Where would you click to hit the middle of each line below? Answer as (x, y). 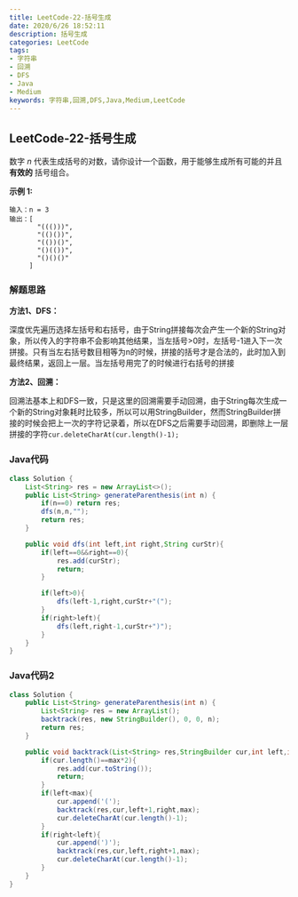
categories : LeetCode (49, 42)
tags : (19, 51)
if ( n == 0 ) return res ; (81, 503)
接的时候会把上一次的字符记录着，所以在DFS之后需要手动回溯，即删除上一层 (149, 423)
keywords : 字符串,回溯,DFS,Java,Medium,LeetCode (98, 100)
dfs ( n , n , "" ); (65, 512)
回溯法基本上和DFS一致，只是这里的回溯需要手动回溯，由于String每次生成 (144, 401)
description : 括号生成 (48, 34)
